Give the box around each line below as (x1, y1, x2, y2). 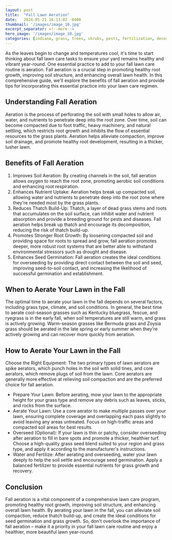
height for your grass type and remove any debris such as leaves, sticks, (12, 397, 166, 403)
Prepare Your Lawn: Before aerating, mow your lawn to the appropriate (12, 391, 162, 398)
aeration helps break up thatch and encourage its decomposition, (12, 221, 151, 227)
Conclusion (5, 483, 43, 491)
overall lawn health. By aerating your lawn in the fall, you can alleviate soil (5, 507, 161, 513)
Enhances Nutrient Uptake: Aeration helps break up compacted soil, (12, 189, 156, 195)
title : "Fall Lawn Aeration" (5, 12, 70, 17)
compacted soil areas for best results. (12, 424, 93, 430)
